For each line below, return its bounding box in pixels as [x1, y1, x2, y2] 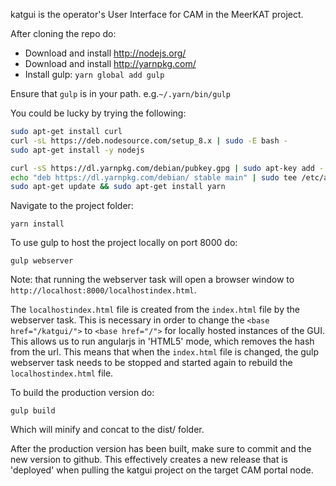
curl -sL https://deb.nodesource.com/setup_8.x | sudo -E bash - [10, 135, 288, 146]
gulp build [10, 406, 56, 416]
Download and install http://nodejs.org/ [24, 47, 187, 59]
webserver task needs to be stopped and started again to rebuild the [10, 357, 293, 369]
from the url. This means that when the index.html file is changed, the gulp [10, 346, 320, 358]
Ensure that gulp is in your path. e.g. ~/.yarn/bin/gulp [10, 88, 231, 99]
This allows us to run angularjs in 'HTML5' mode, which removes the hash [10, 335, 315, 348]
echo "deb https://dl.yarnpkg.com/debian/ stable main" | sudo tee [10, 172, 298, 183]
